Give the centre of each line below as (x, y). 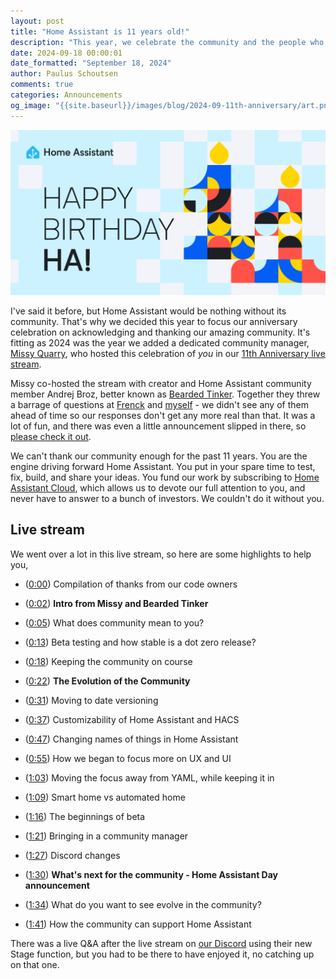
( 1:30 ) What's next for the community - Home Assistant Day (151, 874)
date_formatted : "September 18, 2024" (91, 63)
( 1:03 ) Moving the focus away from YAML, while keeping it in (149, 777)
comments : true (42, 85)
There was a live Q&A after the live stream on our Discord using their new (161, 943)
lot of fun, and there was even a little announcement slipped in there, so (158, 426)
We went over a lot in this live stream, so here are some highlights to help (161, 554)
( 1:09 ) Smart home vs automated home (105, 797)
